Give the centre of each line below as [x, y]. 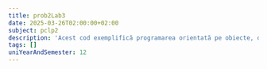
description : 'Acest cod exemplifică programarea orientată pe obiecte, [131, 38]
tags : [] [23, 45]
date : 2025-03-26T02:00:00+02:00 [64, 23]
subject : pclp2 [33, 30]
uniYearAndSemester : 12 [48, 52]
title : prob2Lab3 [37, 15]
